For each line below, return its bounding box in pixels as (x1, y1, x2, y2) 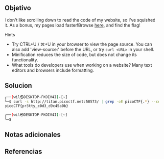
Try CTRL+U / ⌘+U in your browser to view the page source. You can (11, 41, 152, 47)
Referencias (4, 147, 43, 156)
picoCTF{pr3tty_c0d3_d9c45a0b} (4, 104, 69, 108)
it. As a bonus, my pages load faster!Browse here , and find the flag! (4, 22, 141, 28)
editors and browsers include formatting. (11, 67, 94, 73)
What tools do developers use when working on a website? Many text (11, 62, 152, 68)
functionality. (11, 56, 38, 63)
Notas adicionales (4, 131, 61, 139)
